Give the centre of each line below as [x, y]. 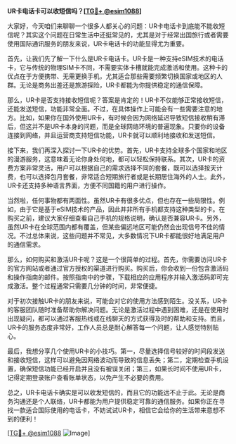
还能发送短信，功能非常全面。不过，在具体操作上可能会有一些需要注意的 [112, 109]
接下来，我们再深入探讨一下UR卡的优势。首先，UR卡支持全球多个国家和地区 [117, 150]
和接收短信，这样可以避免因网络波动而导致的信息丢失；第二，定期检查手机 [115, 360]
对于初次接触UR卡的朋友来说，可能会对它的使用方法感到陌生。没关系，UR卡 [117, 301]
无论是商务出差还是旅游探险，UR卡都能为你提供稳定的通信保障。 [113, 85]
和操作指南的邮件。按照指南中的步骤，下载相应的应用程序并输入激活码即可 [115, 277]
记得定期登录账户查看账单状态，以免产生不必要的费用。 [87, 377]
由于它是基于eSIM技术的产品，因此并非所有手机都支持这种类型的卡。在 [122, 209]
